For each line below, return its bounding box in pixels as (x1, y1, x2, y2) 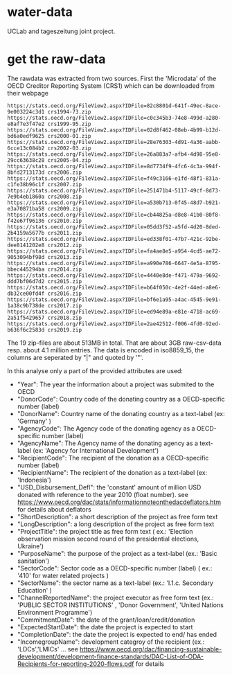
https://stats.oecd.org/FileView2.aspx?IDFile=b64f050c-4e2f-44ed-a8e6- (7, 284, 222, 291)
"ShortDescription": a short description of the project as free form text (17, 512, 218, 521)
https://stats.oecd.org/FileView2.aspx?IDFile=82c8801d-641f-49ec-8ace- (7, 102, 222, 109)
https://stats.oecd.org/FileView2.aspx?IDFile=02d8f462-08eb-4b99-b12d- (7, 126, 222, 134)
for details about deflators (17, 505, 91, 513)
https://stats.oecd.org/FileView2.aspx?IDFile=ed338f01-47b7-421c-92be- (7, 235, 222, 242)
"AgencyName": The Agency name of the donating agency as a (17, 439, 199, 447)
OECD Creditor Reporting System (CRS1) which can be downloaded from (7, 81, 215, 90)
